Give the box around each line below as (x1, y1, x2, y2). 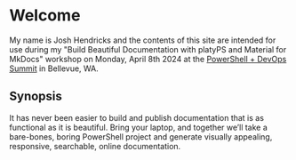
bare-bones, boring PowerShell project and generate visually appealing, (9, 131, 273, 142)
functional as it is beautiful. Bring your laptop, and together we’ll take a (9, 122, 268, 132)
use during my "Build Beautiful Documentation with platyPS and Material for (9, 44, 287, 54)
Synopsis (9, 89, 62, 104)
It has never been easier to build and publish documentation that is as (9, 112, 265, 123)
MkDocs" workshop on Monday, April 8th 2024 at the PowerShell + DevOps (9, 53, 287, 64)
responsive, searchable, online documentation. (9, 140, 181, 151)
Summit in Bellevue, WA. (9, 63, 100, 74)
